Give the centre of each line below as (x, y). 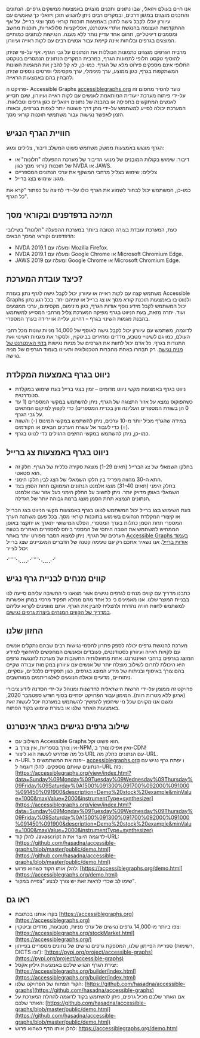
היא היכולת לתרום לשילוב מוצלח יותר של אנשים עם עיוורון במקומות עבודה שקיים (96, 664)
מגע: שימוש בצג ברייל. (40, 178)
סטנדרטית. (27, 395)
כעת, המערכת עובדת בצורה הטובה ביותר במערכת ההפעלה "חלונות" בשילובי (92, 229)
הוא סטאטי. (28, 473)
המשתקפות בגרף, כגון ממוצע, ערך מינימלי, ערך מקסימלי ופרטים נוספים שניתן (93, 71)
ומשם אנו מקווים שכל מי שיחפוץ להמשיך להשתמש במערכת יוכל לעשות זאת (90, 701)
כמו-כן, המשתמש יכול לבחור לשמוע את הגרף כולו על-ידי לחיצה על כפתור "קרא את (99, 190)
